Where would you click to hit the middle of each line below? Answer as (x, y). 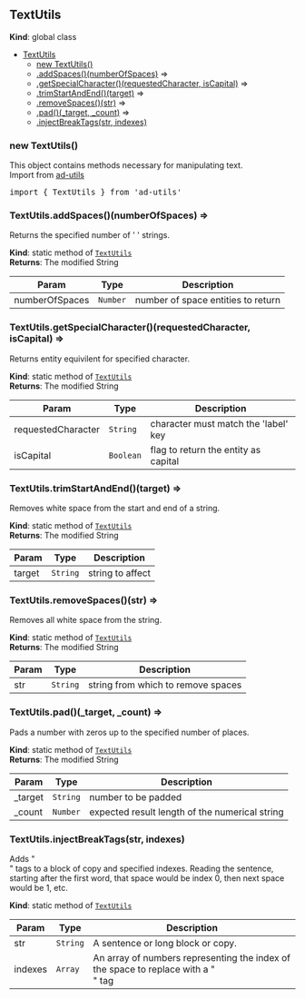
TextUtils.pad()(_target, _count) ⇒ (86, 712)
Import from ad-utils (47, 175)
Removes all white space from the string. (86, 620)
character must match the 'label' (219, 423)
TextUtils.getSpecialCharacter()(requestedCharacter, (130, 328)
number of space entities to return (208, 301)
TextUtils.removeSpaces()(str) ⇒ (84, 600)
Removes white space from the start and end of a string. (115, 508)
